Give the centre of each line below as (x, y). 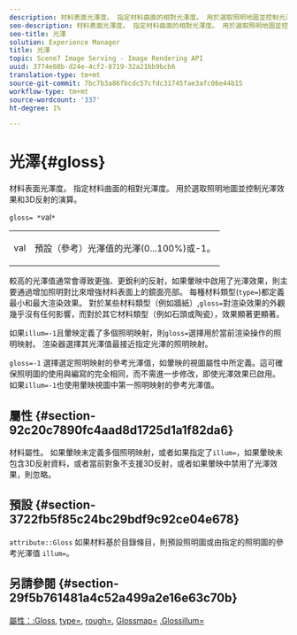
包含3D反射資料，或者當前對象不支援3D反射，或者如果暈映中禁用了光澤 (140, 463)
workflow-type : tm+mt (49, 91)
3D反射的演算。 (53, 199)
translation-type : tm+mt (55, 75)
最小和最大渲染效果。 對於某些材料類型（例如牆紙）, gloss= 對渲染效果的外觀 (147, 303)
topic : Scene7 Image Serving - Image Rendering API (106, 58)
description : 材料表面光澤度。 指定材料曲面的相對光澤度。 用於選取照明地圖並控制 (144, 17)
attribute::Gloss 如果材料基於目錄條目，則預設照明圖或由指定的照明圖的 (143, 542)
